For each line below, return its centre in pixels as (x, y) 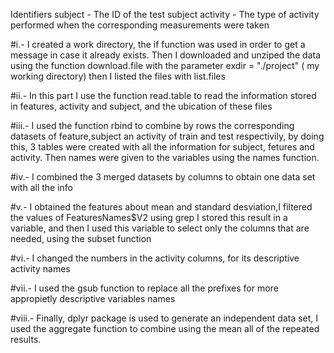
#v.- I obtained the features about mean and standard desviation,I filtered (161, 207)
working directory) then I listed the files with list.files (118, 76)
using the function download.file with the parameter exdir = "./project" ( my (165, 65)
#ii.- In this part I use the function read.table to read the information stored (163, 95)
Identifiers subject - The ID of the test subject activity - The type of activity (165, 14)
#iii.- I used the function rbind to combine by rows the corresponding (152, 125)
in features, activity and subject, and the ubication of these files (141, 106)
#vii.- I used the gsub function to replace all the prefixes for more (144, 288)
